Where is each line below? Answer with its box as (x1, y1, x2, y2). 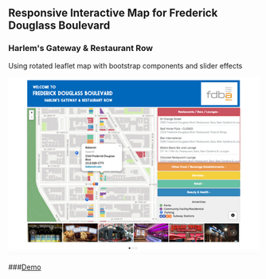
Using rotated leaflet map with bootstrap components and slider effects (8, 61, 243, 70)
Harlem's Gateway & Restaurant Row (8, 43, 154, 54)
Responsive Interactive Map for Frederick (8, 6, 218, 20)
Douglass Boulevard (8, 19, 111, 33)
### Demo (8, 262, 41, 272)
